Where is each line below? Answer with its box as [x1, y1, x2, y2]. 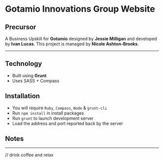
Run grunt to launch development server [12, 115, 94, 121]
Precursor [5, 23, 37, 31]
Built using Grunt [12, 72, 47, 79]
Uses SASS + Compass [12, 78, 60, 83]
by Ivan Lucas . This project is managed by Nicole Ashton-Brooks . [5, 41, 139, 47]
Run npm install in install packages [12, 110, 84, 116]
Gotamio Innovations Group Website [5, 3, 155, 15]
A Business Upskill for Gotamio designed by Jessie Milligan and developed [5, 36, 157, 41]
